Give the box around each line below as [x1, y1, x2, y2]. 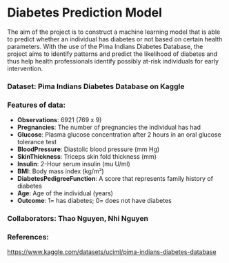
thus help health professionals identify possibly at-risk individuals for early [7, 57, 219, 65]
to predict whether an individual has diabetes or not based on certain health [7, 35, 223, 43]
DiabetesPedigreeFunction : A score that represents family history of [17, 175, 214, 183]
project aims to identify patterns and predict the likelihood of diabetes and [7, 50, 218, 58]
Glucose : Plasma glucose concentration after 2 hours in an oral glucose [17, 130, 222, 139]
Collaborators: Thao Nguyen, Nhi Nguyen [7, 214, 149, 224]
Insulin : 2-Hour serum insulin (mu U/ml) [17, 160, 131, 168]
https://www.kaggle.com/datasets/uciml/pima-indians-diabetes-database [7, 248, 217, 256]
